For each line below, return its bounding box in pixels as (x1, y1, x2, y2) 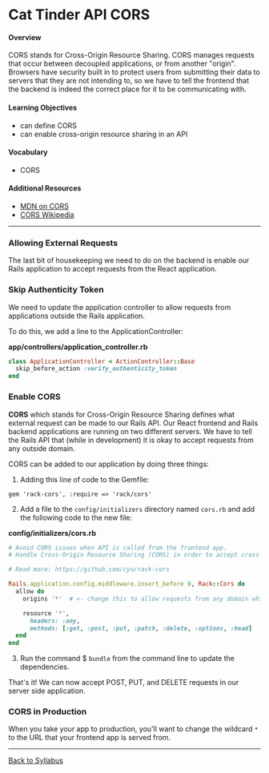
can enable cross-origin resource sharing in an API (19, 129, 188, 139)
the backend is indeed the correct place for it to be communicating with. (8, 84, 247, 94)
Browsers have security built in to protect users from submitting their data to (8, 67, 260, 77)
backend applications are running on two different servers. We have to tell (8, 426, 252, 436)
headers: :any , (29, 617, 81, 625)
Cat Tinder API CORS (8, 6, 151, 24)
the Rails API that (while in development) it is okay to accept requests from (8, 435, 254, 445)
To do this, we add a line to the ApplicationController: (8, 326, 184, 336)
